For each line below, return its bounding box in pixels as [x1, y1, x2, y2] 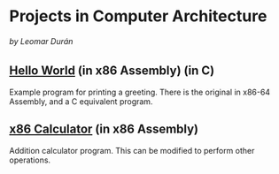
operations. [9, 155, 51, 165]
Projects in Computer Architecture [9, 6, 267, 26]
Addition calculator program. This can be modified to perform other [9, 145, 255, 155]
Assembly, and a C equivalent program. [9, 95, 153, 107]
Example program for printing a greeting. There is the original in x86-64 [9, 87, 271, 97]
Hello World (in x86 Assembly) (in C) [9, 64, 215, 79]
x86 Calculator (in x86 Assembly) [9, 122, 199, 137]
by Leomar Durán [9, 35, 74, 46]
